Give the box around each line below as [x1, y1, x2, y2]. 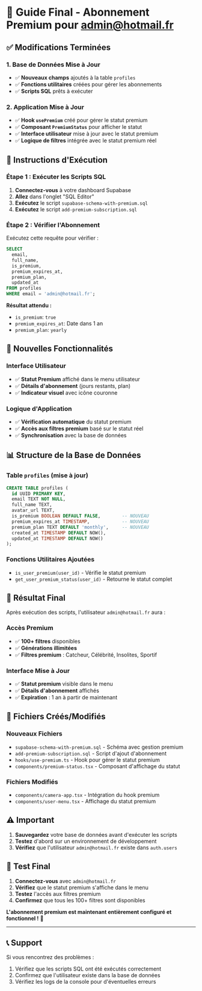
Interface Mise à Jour [6, 666, 70, 675]
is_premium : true [14, 313, 57, 321]
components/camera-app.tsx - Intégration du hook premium [14, 792, 160, 799]
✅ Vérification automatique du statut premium [14, 418, 132, 425]
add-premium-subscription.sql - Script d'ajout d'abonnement [14, 749, 167, 757]
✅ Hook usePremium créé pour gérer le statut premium [14, 117, 148, 124]
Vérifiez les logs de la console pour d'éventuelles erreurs [14, 978, 156, 986]
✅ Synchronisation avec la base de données [14, 432, 127, 439]
